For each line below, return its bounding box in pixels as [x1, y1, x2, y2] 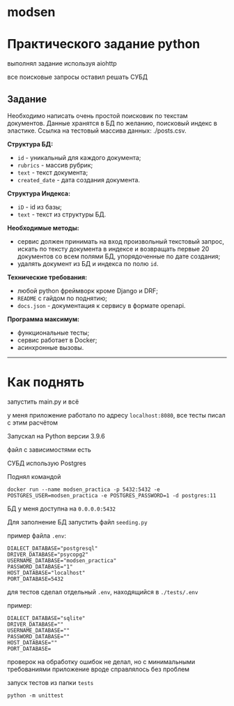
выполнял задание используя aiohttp [7, 59, 117, 68]
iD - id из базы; [17, 203, 63, 211]
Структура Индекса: [7, 189, 71, 198]
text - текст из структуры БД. [17, 210, 107, 219]
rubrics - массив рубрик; [17, 161, 93, 169]
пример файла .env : [7, 531, 66, 540]
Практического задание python [7, 36, 201, 52]
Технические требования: [7, 273, 88, 281]
